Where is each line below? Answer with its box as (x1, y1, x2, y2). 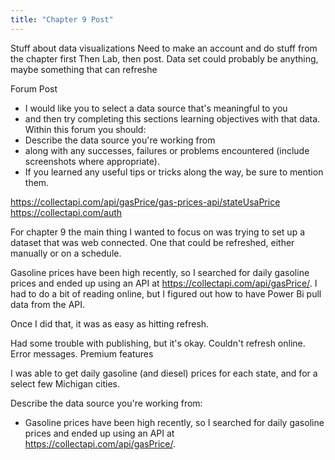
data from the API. (10, 298, 86, 310)
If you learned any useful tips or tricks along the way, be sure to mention (24, 166, 324, 178)
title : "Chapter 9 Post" (10, 14, 114, 25)
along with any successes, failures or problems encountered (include (24, 144, 310, 156)
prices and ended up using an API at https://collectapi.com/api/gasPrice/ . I (10, 277, 318, 289)
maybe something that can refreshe (10, 63, 158, 75)
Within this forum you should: (24, 123, 147, 135)
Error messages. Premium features (10, 347, 154, 360)
